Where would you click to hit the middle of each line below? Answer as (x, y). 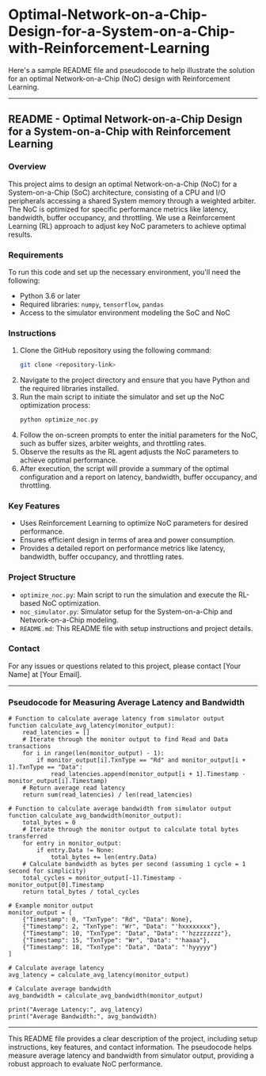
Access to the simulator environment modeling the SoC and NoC (125, 312)
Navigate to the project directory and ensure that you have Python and (135, 380)
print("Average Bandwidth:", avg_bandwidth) (83, 1017)
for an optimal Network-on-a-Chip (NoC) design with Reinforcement (120, 78)
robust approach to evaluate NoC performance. (85, 1064)
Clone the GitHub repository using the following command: (116, 351)
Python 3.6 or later (50, 295)
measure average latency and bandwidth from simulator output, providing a (131, 1055)
